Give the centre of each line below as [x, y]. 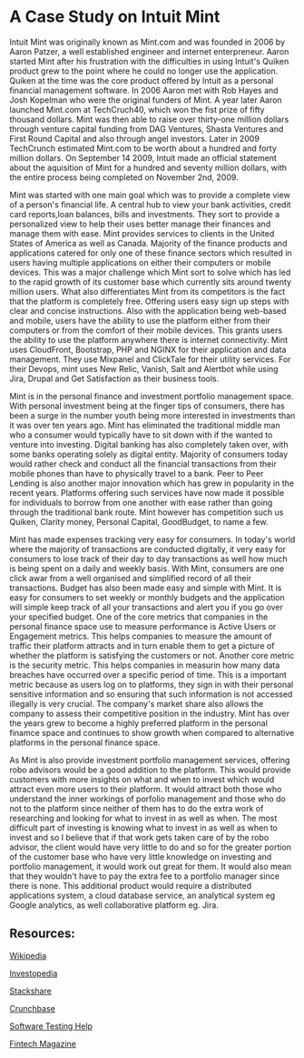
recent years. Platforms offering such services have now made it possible [147, 492]
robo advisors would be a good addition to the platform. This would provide [150, 770]
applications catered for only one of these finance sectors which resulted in [151, 253]
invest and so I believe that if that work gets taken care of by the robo [139, 837]
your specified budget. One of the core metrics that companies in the [139, 617]
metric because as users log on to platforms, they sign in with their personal [152, 684]
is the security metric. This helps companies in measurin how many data [145, 665]
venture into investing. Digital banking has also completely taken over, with [149, 444]
